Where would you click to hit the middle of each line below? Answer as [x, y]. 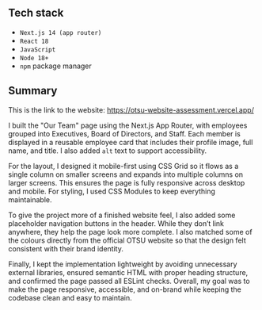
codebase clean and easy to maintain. [70, 297]
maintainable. [30, 199]
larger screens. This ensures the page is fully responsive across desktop [127, 182]
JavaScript [38, 50]
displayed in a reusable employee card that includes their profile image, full [131, 142]
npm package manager [56, 66]
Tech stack [36, 13]
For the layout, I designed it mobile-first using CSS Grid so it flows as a [123, 166]
